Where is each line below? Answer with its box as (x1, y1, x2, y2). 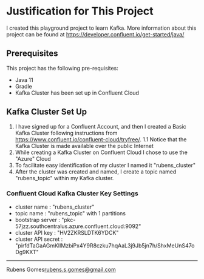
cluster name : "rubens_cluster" (15, 203, 95, 210)
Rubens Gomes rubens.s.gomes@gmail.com (6, 266, 117, 273)
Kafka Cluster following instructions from (15, 129, 118, 136)
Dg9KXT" (15, 248, 39, 255)
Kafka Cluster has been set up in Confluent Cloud (15, 89, 140, 96)
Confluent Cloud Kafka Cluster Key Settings (6, 189, 138, 198)
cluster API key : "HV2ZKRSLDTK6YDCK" (15, 229, 119, 236)
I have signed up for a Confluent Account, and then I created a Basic (15, 123, 186, 130)
